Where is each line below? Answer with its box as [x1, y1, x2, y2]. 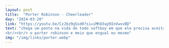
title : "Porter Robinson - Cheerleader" [5, 12, 94, 17]
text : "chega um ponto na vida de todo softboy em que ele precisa [5, 26, 150, 31]
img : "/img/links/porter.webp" [5, 35, 71, 40]
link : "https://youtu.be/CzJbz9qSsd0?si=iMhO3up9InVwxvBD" [5, 21, 132, 26]
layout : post [5, 7, 33, 12]
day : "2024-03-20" [5, 16, 44, 21]
